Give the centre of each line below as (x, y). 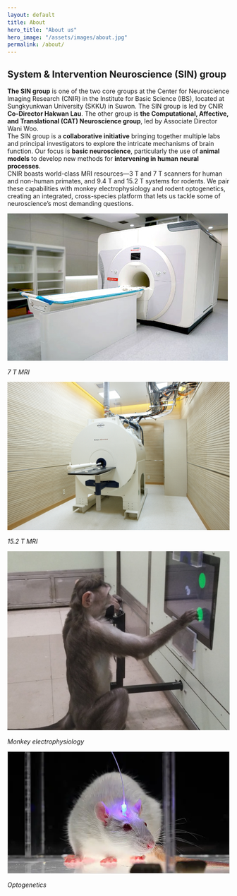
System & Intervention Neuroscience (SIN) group (117, 74)
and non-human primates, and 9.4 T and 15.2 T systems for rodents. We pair (118, 181)
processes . (24, 166)
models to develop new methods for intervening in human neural (103, 158)
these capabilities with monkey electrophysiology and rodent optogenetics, (116, 188)
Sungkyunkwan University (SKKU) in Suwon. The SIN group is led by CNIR (115, 106)
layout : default (31, 15)
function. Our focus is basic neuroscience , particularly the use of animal (114, 151)
